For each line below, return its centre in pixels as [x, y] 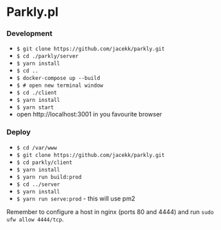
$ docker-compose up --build [58, 79]
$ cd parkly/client [44, 163]
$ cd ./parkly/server [47, 56]
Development [30, 34]
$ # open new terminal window [60, 86]
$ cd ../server [38, 184]
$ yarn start [35, 107]
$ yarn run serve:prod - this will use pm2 [76, 198]
